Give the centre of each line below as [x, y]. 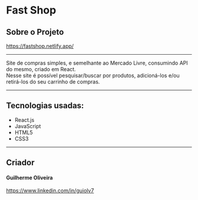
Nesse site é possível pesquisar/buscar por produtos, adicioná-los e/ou [93, 75]
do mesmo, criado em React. [41, 69]
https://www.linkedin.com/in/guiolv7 [50, 191]
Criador [20, 163]
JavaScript [28, 126]
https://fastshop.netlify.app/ [40, 46]
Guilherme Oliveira [29, 178]
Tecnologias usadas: [45, 106]
